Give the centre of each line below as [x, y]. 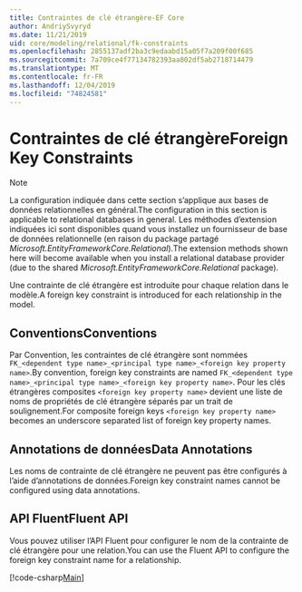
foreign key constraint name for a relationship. [95, 559]
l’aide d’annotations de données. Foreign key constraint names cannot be [145, 480]
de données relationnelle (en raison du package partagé [114, 239]
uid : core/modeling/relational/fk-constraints [99, 43]
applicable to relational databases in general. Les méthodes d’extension [143, 219]
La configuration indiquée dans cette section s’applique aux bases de [139, 200]
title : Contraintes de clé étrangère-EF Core [97, 18]
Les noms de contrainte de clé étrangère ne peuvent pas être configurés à [148, 471]
